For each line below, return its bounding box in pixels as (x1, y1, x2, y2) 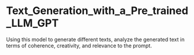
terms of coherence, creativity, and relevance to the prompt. (6, 42, 152, 49)
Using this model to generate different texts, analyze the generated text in (6, 36, 185, 43)
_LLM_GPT (6, 16, 59, 30)
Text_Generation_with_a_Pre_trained (6, 4, 189, 18)
